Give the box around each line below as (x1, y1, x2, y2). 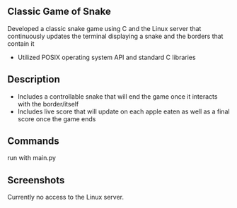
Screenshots (7, 174, 65, 186)
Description (7, 73, 60, 85)
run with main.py (7, 154, 57, 162)
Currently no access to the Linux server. (7, 193, 125, 202)
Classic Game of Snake (7, 6, 112, 18)
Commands (7, 135, 60, 147)
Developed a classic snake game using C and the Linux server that (7, 24, 202, 32)
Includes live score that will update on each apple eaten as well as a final (17, 107, 230, 116)
